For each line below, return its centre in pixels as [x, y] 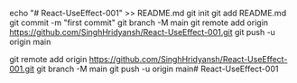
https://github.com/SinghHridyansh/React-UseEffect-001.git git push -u [142, 32]
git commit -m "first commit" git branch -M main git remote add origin [139, 23]
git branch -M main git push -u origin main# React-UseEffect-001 [157, 69]
